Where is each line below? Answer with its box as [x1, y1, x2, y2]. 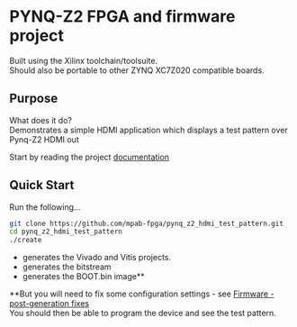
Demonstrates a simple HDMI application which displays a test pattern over [9, 124, 288, 135]
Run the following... [9, 201, 81, 213]
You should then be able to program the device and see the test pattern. [9, 308, 276, 319]
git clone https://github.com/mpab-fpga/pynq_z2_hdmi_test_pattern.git [9, 219, 283, 228]
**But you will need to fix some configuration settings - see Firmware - [9, 288, 274, 299]
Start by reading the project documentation [9, 151, 169, 162]
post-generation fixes [9, 298, 90, 309]
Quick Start [9, 177, 75, 193]
